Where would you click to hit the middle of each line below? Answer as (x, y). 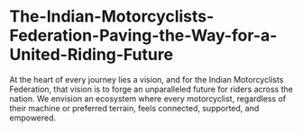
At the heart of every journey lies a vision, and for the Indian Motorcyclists (146, 79)
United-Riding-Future (92, 55)
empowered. (33, 118)
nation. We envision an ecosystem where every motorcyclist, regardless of (148, 98)
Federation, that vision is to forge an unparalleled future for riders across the (151, 89)
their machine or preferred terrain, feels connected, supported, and (134, 108)
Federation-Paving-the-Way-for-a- (143, 35)
